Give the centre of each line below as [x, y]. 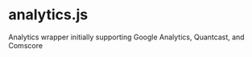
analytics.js [48, 15]
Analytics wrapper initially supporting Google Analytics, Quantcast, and [126, 37]
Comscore [25, 45]
